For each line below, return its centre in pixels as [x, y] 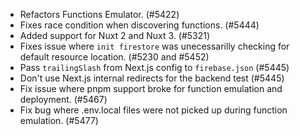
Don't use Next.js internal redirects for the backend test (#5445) [152, 78]
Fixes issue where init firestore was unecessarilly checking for [154, 46]
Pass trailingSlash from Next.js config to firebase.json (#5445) [154, 67]
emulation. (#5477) [59, 120]
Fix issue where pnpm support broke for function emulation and [151, 88]
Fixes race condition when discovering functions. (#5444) [139, 25]
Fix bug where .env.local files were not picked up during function [153, 110]
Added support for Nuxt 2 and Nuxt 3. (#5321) [115, 35]
